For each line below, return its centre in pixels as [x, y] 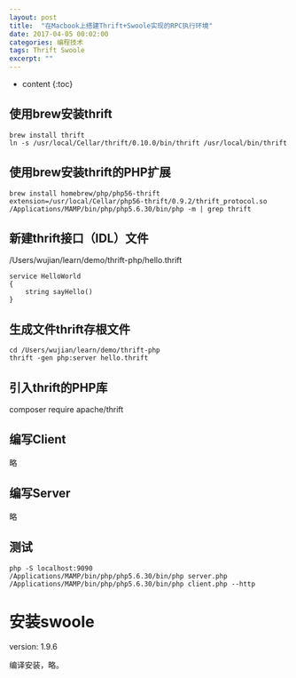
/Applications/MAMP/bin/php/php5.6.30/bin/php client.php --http [132, 584]
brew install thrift [47, 135]
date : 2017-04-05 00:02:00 [59, 34]
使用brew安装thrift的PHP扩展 [90, 173]
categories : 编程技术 [47, 42]
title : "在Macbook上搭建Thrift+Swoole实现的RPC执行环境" [111, 26]
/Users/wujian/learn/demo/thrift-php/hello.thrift [96, 260]
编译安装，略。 [36, 665]
